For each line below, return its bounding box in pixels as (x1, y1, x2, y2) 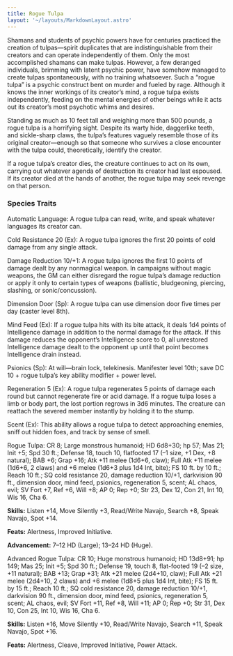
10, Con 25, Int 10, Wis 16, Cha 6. (7, 606, 101, 614)
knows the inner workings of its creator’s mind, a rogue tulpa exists (7, 88, 200, 96)
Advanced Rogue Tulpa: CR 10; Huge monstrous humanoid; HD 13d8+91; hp (7, 554, 225, 563)
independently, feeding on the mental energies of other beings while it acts (7, 95, 223, 103)
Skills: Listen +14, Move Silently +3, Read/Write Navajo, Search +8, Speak (7, 506, 219, 514)
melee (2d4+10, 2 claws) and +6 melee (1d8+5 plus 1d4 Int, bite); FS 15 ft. (7, 577, 218, 585)
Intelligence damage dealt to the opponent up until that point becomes (7, 342, 209, 351)
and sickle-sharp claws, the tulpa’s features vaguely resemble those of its (7, 130, 218, 139)
